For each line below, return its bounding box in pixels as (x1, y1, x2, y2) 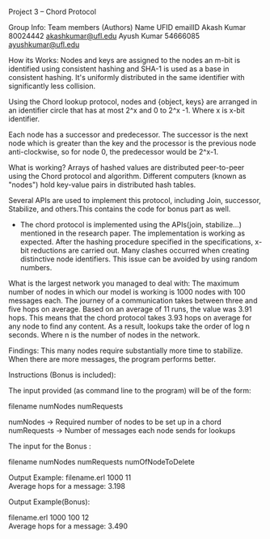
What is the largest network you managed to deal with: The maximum (8, 278, 240, 288)
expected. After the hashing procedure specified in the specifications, (19, 237, 253, 246)
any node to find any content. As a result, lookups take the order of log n (8, 321, 251, 331)
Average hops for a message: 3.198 (8, 482, 126, 490)
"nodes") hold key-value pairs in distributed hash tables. (8, 180, 196, 189)
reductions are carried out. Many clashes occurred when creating (31, 246, 250, 255)
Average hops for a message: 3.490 (8, 521, 128, 531)
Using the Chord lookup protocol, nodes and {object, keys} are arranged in (8, 97, 257, 106)
